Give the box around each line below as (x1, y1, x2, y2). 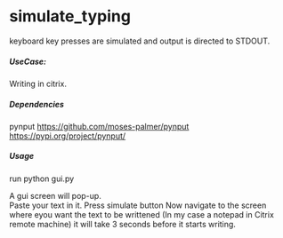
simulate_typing (9, 6, 132, 27)
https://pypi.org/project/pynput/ (9, 131, 126, 141)
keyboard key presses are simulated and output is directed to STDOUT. (9, 36, 271, 46)
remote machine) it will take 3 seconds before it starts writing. (9, 218, 236, 229)
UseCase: (9, 56, 47, 67)
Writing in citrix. (9, 78, 67, 89)
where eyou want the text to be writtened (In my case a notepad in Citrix (9, 209, 274, 219)
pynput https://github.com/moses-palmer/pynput (9, 121, 190, 131)
